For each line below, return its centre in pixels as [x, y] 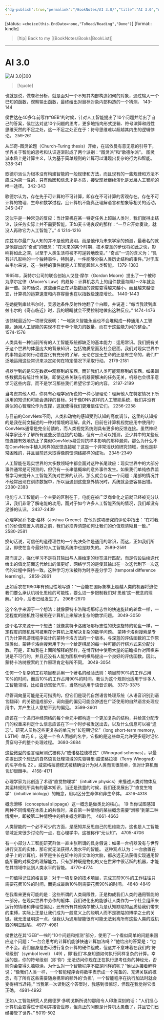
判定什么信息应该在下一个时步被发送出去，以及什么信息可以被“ [89, 724]
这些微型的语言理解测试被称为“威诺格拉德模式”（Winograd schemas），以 [79, 752]
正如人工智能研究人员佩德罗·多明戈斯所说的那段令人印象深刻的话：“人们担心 [82, 1000]
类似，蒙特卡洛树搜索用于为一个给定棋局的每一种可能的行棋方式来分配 [80, 644]
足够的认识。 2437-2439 [30, 509]
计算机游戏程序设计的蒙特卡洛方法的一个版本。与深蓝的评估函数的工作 [84, 637]
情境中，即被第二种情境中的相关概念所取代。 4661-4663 [62, 816]
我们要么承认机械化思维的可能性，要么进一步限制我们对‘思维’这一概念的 [77, 593]
